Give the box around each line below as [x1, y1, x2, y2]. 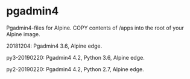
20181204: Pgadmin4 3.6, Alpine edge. [6, 42, 103, 49]
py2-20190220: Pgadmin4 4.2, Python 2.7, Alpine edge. [6, 65, 144, 73]
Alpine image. [6, 30, 40, 37]
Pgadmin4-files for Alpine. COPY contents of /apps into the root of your [6, 24, 184, 31]
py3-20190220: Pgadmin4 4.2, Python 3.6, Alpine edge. [6, 54, 145, 61]
